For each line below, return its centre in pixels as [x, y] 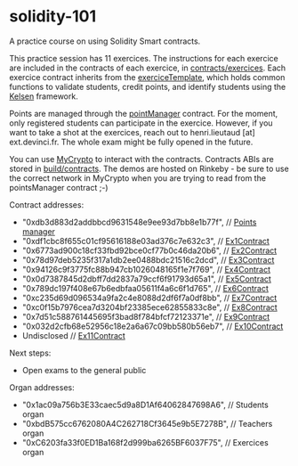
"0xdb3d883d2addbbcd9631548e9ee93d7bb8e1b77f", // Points [139, 222]
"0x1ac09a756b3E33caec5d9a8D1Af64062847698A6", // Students [145, 405]
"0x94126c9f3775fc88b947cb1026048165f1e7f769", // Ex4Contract [146, 269]
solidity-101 [53, 16]
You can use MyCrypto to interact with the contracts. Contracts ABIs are [141, 159]
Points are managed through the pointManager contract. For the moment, [144, 113]
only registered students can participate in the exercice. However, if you [141, 123]
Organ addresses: [42, 387]
